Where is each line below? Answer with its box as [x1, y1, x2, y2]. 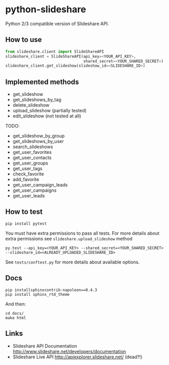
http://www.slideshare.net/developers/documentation [12, 348, 126, 354]
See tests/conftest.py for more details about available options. [5, 259, 140, 265]
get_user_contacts [12, 155, 52, 161]
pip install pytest [5, 221, 47, 226]
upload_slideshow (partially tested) [12, 108, 87, 114]
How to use [5, 35, 42, 44]
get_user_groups [12, 160, 49, 166]
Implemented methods [5, 77, 79, 86]
